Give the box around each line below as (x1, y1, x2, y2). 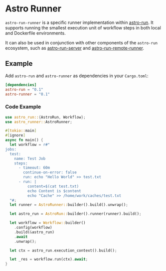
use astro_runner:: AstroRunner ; (5, 119, 72, 125)
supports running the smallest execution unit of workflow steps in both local (5, 24, 161, 30)
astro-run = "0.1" (5, 87, 43, 92)
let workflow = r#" (9, 142, 50, 147)
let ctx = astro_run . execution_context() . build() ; (9, 248, 117, 253)
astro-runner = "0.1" (5, 92, 50, 97)
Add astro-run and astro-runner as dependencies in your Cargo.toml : (5, 73, 149, 79)
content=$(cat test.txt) (27, 184, 79, 189)
